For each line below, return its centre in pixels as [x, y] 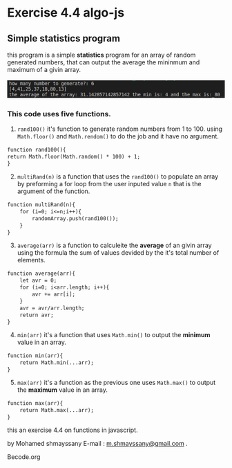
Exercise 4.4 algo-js [66, 13]
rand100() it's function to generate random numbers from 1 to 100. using [120, 129]
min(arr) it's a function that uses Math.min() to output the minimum [114, 334]
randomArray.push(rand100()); [75, 218]
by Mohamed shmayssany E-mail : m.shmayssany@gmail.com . [97, 443]
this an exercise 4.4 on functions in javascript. [72, 430]
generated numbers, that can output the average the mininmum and [104, 62]
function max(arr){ [35, 403]
